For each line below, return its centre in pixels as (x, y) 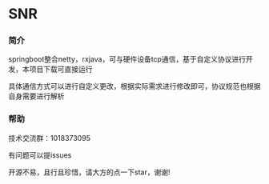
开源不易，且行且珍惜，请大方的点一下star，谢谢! (89, 172)
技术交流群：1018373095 (49, 138)
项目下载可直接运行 (61, 70)
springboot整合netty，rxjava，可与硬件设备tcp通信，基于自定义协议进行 (127, 59)
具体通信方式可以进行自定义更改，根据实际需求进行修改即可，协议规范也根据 (134, 86)
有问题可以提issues (40, 155)
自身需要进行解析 (36, 96)
